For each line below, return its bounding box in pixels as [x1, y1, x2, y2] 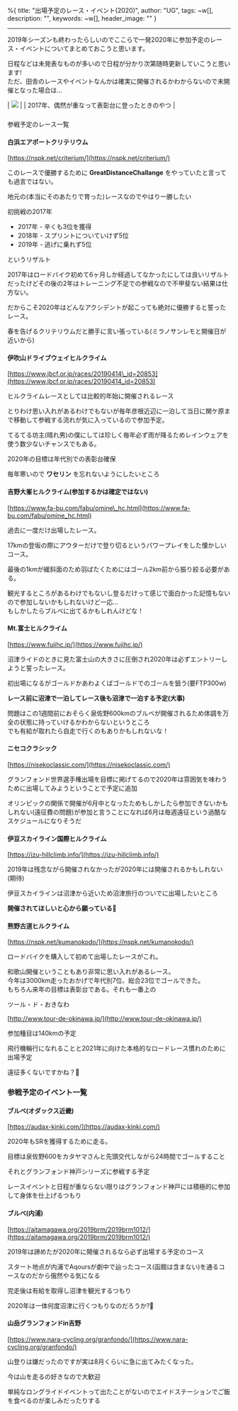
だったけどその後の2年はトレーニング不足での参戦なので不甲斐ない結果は [7, 279, 222, 288]
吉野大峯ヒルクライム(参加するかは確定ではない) [7, 487, 149, 496]
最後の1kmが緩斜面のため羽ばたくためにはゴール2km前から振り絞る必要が [7, 564, 225, 573]
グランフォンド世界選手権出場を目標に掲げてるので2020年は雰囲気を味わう [7, 775, 228, 783]
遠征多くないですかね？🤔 [7, 1068, 80, 1076]
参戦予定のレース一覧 [7, 120, 69, 128]
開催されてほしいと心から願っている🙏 [7, 904, 117, 913]
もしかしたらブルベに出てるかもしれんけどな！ [7, 606, 144, 615]
